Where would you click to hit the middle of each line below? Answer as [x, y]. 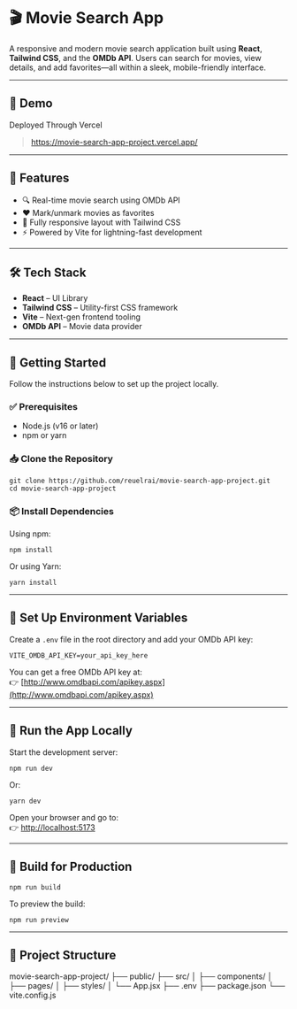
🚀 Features [39, 178]
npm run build [35, 887]
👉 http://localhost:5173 [52, 827]
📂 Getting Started [58, 362]
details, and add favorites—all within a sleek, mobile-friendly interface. [138, 67]
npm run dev [31, 768]
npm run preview [39, 920]
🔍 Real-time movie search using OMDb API [101, 200]
